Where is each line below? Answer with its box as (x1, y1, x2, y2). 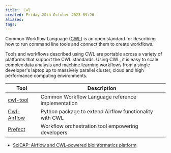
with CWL (40, 114, 64, 121)
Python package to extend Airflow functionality (40, 108, 153, 115)
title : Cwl (5, 7, 31, 13)
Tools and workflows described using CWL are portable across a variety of (5, 51, 162, 57)
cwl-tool (8, 96, 29, 104)
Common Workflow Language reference (40, 93, 136, 100)
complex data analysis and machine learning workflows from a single (5, 62, 150, 68)
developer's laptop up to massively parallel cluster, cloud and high (5, 67, 144, 73)
